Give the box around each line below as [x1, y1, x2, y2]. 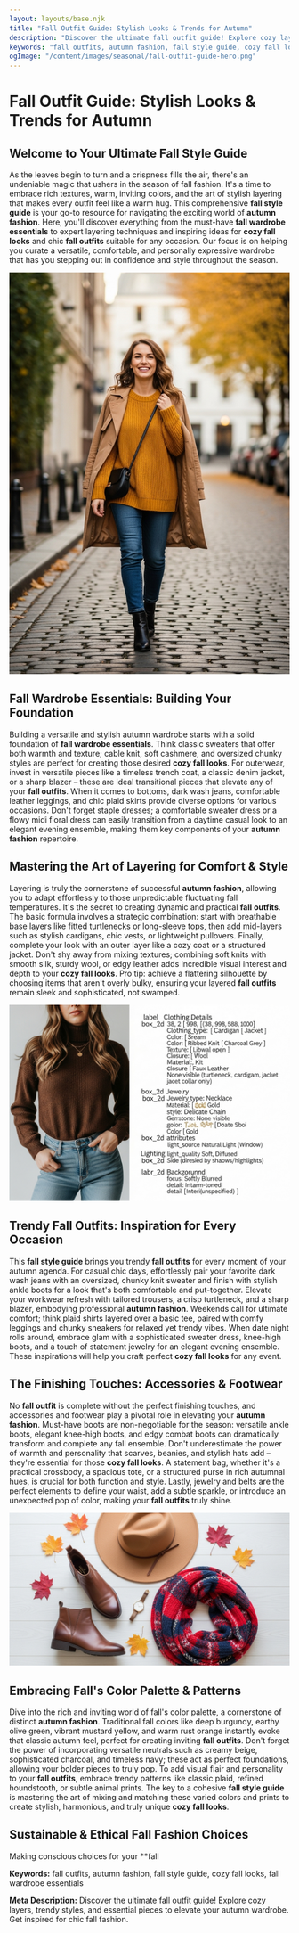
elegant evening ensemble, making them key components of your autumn [9, 823, 280, 834]
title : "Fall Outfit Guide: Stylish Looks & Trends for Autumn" [9, 23, 253, 33]
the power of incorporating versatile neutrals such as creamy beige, [9, 1745, 258, 1756]
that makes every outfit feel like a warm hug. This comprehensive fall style [9, 198, 283, 209]
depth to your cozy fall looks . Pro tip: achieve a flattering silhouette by [9, 968, 268, 979]
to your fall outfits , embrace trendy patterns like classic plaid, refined [9, 1773, 264, 1784]
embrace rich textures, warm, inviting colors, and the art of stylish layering [9, 188, 283, 200]
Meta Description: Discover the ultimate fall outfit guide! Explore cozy [9, 1895, 267, 1905]
